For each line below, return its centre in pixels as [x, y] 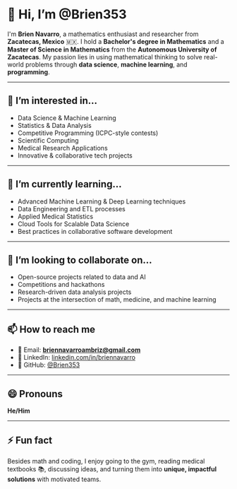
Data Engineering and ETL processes [71, 208]
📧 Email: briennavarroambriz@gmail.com [79, 350]
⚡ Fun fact [30, 441]
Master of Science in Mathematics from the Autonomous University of [112, 49]
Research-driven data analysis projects [74, 292]
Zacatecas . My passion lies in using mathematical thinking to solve [105, 57]
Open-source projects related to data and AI [81, 277]
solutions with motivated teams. [54, 479]
